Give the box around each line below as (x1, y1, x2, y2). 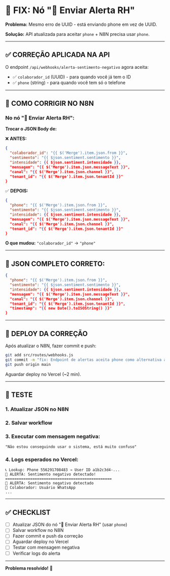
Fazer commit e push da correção (12, 533, 83, 539)
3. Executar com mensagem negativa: (5, 433, 100, 440)
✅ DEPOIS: (5, 188, 29, 194)
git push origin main (5, 362, 51, 367)
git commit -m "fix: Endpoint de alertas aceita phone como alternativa (5, 357, 162, 362)
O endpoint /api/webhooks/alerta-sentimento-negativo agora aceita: (5, 64, 149, 70)
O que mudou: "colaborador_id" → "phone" (5, 240, 96, 246)
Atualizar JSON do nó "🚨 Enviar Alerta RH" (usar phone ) (12, 521, 127, 528)
